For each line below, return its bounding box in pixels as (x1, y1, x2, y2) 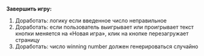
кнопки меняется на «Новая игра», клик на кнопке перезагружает (15, 30, 189, 37)
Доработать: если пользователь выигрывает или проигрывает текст (15, 24, 194, 30)
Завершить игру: (6, 5, 52, 12)
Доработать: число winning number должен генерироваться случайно (15, 43, 199, 50)
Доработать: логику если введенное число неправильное (15, 17, 167, 24)
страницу (15, 37, 40, 43)
